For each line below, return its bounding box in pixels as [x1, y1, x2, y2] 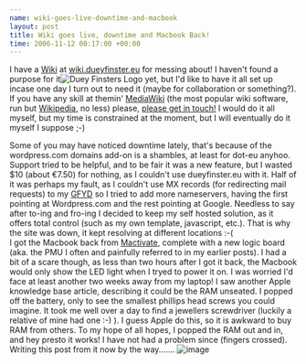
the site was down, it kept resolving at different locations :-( [9, 228, 234, 239]
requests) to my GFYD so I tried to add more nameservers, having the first [9, 188, 289, 199]
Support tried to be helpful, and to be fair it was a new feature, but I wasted [9, 159, 292, 170]
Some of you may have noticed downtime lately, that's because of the [9, 140, 272, 151]
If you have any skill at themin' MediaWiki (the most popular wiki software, [9, 93, 289, 104]
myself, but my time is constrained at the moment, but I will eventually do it [9, 112, 290, 123]
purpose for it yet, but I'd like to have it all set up [9, 74, 273, 85]
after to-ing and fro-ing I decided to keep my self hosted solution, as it [9, 208, 274, 219]
